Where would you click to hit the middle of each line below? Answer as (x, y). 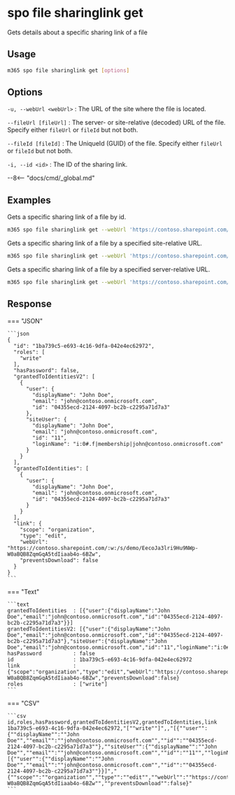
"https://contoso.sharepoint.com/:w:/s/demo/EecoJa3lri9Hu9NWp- (103, 548)
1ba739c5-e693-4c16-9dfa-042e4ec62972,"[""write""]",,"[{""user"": (108, 728)
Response (30, 304)
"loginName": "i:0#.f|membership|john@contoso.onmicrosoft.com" (128, 444)
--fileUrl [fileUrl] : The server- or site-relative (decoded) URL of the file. (116, 122)
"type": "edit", (44, 536)
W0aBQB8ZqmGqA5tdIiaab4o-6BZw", (54, 554)
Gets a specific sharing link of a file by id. (67, 217)
